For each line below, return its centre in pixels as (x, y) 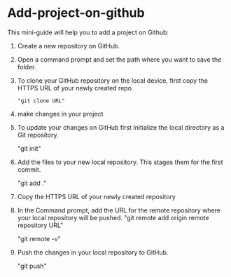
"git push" (32, 266)
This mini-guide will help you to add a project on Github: (88, 32)
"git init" (29, 148)
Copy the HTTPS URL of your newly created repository (97, 196)
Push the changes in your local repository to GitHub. (93, 252)
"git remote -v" (39, 238)
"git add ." (32, 183)
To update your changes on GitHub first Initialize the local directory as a (121, 127)
